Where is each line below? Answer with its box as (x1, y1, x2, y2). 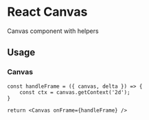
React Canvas (7, 4, 88, 20)
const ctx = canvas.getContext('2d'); (19, 88, 130, 96)
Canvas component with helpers (7, 27, 99, 35)
